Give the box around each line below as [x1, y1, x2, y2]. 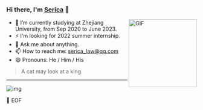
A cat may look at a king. [21, 68, 83, 75]
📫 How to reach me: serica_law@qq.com [14, 47, 119, 55]
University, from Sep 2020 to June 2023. [14, 25, 117, 32]
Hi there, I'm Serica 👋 [6, 5, 69, 14]
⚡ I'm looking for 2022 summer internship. [14, 32, 121, 40]
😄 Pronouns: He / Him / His [14, 57, 84, 64]
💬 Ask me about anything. [14, 41, 80, 48]
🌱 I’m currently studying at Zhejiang [14, 19, 104, 26]
